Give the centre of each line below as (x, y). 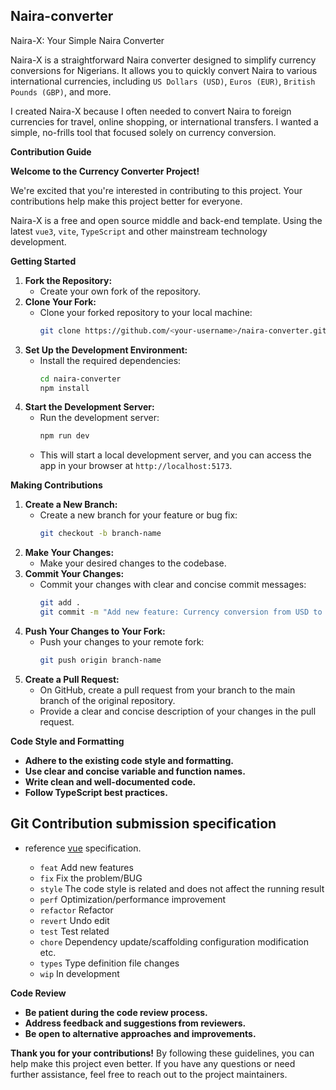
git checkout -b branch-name (100, 534)
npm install (64, 388)
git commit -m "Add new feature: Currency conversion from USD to (181, 612)
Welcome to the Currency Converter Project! (105, 171)
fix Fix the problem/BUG (91, 878)
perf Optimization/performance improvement (133, 899)
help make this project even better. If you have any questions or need (153, 1063)
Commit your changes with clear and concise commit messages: (173, 585)
